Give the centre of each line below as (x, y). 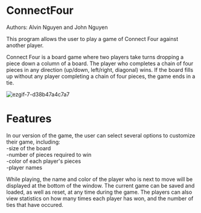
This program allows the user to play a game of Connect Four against (92, 39)
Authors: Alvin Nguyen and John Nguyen (57, 27)
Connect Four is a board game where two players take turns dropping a (95, 57)
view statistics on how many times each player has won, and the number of (100, 198)
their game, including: (33, 142)
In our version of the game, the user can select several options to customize (101, 135)
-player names (24, 167)
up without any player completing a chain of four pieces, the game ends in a (101, 76)
